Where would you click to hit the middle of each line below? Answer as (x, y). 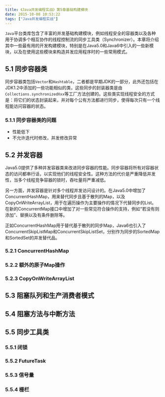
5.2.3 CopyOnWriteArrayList (40, 278)
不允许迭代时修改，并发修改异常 (44, 138)
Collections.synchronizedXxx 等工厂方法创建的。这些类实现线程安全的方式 (80, 94)
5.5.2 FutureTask (26, 361)
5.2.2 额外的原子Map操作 (35, 265)
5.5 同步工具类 (27, 332)
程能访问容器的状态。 (27, 106)
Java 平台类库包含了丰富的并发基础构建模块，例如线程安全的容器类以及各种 (81, 33)
